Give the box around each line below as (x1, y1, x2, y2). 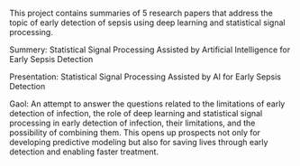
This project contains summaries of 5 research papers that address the (9, 8, 273, 18)
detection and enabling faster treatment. (9, 146, 159, 157)
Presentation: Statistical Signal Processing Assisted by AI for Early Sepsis (9, 71, 282, 82)
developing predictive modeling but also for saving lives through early (9, 137, 268, 147)
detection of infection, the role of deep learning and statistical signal (9, 108, 263, 118)
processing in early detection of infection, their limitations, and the (9, 117, 256, 128)
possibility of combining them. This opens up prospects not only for (9, 127, 261, 138)
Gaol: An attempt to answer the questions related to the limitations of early (9, 98, 286, 109)
